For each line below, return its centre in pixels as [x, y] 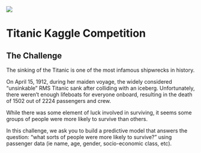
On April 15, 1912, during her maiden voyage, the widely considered [89, 82]
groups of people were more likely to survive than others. [77, 119]
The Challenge [34, 56]
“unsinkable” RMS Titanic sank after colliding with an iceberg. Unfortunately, [100, 88]
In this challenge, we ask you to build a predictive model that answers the [97, 131]
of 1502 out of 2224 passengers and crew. [59, 101]
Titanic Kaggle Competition [76, 33]
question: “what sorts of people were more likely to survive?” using [89, 137]
